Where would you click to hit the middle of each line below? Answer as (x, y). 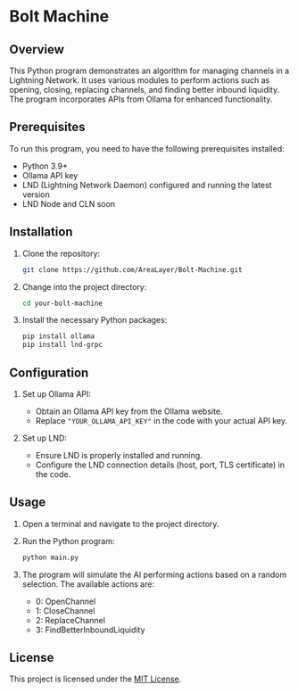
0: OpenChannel (66, 601)
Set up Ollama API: (57, 393)
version (36, 194)
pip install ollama (58, 336)
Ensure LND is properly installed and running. (119, 455)
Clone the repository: (61, 253)
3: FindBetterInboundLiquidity (90, 630)
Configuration (49, 372)
